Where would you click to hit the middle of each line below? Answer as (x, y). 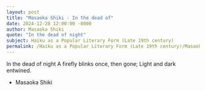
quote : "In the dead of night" (46, 35)
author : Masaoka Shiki (35, 29)
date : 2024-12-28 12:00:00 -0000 (49, 23)
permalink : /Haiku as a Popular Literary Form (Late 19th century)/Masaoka (105, 47)
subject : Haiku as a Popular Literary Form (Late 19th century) (90, 41)
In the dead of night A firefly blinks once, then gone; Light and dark (91, 64)
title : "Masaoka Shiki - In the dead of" (60, 18)
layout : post (23, 12)
